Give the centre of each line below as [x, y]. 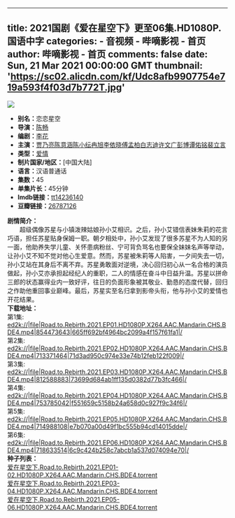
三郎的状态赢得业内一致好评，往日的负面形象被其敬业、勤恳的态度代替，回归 [117, 282]
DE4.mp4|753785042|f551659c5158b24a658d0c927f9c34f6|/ [97, 403]
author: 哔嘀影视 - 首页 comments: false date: [108, 54]
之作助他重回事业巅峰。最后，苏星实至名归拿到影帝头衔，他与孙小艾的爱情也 [117, 290]
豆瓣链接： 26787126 [47, 206]
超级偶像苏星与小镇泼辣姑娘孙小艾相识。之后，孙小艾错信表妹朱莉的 [117, 229]
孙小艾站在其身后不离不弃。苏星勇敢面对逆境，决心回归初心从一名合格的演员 [117, 264]
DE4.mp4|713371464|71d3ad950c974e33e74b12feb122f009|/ [96, 355]
